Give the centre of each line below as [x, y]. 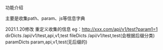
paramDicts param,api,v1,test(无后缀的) [46, 42]
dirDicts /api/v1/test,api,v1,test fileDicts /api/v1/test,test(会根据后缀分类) [80, 35]
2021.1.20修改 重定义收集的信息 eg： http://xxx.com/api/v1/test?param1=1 [81, 29]
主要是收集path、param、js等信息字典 [45, 18]
